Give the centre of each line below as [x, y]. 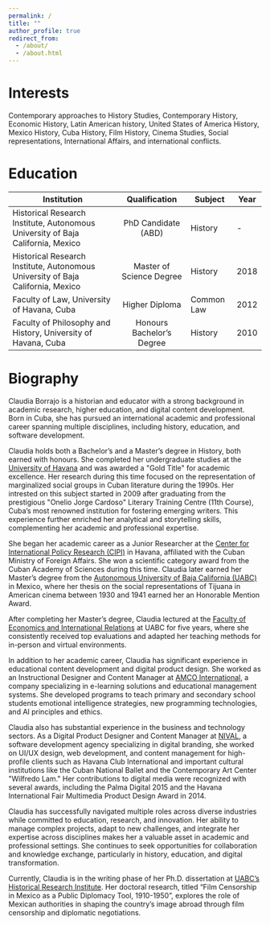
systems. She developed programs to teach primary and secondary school [132, 695]
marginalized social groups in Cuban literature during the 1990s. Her [121, 485]
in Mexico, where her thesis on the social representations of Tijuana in [125, 586]
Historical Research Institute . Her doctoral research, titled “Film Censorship [133, 886]
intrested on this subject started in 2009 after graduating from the [117, 493]
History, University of [52, 333]
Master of [152, 266]
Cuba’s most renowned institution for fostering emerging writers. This [123, 510]
